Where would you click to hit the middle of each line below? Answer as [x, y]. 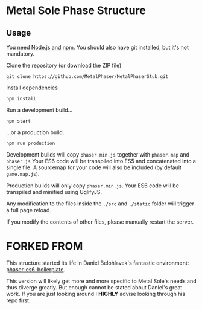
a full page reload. [29, 210]
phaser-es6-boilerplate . [36, 269]
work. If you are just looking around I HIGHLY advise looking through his [96, 294]
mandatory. [21, 54]
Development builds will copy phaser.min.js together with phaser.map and [98, 154]
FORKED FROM [45, 246]
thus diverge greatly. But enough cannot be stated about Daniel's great [94, 287]
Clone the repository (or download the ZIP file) [64, 65]
